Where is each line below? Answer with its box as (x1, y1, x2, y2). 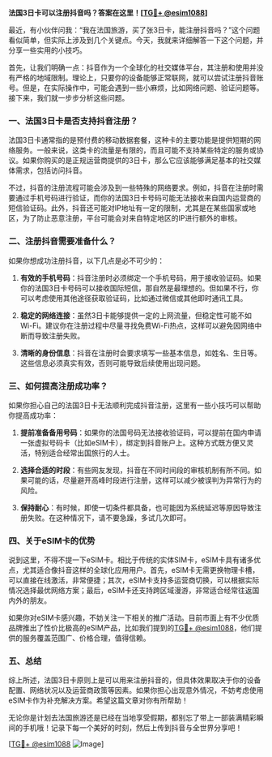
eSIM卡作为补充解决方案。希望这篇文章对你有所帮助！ (8, 695, 189, 705)
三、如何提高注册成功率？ (8, 381, 108, 392)
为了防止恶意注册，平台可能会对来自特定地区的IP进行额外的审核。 (22, 213, 242, 223)
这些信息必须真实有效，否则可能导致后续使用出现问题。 (19, 358, 205, 368)
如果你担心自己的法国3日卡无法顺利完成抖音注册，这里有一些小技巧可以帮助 (8, 400, 261, 410)
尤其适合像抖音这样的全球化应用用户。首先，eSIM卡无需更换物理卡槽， (22, 566, 260, 575)
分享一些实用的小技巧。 (8, 45, 87, 55)
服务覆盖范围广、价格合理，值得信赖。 (22, 633, 151, 643)
